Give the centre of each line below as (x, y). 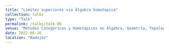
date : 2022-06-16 (23, 33)
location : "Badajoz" (27, 38)
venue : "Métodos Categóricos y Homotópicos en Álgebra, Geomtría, (76, 28)
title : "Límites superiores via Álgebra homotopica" (62, 10)
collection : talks (24, 14)
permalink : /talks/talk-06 (33, 24)
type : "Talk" (19, 19)
